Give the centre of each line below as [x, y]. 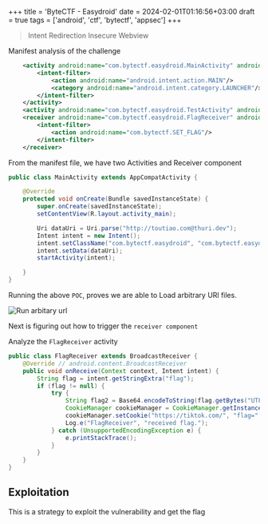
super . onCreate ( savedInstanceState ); [99, 207]
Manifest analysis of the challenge [65, 51]
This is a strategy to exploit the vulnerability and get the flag [107, 511]
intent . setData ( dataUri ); [80, 251]
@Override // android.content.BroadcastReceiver [105, 363]
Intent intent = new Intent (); [89, 236]
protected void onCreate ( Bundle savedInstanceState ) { [116, 199]
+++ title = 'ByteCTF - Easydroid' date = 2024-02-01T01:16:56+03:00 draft [132, 12]
